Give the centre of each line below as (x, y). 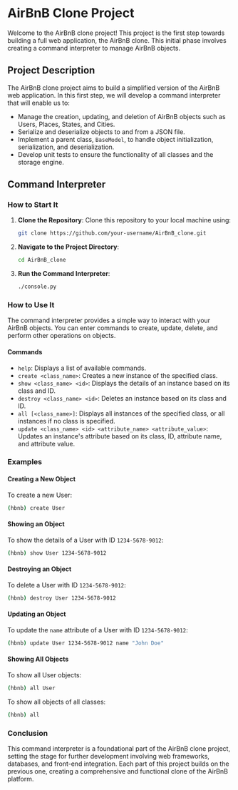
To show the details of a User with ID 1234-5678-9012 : (86, 540)
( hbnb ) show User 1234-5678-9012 (57, 553)
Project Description (51, 70)
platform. (21, 779)
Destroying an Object (40, 569)
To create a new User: (40, 495)
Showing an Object (36, 524)
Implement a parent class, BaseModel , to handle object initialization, (115, 139)
